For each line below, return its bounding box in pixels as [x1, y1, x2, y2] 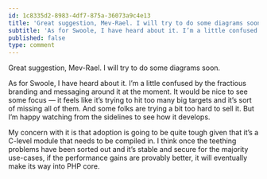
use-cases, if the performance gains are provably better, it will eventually [8, 153, 248, 163]
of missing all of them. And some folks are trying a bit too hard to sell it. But [8, 104, 254, 114]
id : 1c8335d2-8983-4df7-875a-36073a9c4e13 [8, 11, 151, 20]
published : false [8, 33, 66, 42]
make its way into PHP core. [8, 161, 100, 171]
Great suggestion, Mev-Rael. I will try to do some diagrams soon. [8, 63, 221, 72]
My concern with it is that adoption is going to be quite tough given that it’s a [8, 128, 259, 138]
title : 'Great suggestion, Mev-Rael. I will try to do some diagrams [8, 19, 244, 27]
